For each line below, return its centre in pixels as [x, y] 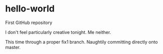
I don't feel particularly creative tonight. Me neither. [58, 32]
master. [13, 47]
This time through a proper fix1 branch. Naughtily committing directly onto [81, 42]
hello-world [30, 9]
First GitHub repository [29, 22]
